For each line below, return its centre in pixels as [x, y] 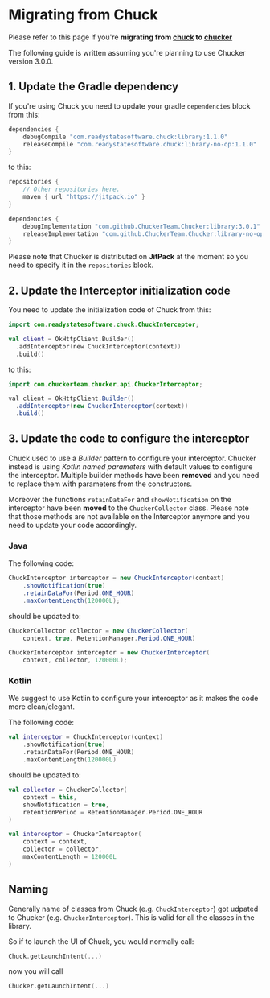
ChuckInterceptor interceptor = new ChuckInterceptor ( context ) [117, 578]
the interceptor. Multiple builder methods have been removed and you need [134, 475]
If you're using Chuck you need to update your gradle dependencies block [129, 105]
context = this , [50, 797]
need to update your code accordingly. [73, 525]
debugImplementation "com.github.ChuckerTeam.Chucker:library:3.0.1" [142, 226]
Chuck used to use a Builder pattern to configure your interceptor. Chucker [132, 458]
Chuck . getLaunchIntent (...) [55, 956]
